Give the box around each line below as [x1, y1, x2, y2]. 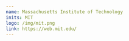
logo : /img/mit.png [5, 20, 55, 26]
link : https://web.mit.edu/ [5, 25, 77, 32]
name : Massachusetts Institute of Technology [5, 8, 123, 15]
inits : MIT [5, 14, 33, 20]
